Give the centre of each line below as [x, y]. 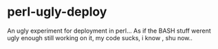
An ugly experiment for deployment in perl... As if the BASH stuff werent [109, 31]
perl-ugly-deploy [57, 12]
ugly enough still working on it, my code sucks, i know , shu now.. [100, 37]
